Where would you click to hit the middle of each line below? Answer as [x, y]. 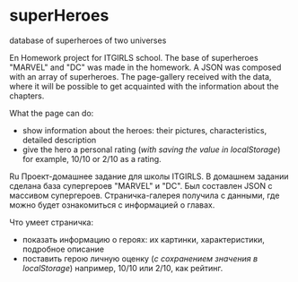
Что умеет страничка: [52, 222]
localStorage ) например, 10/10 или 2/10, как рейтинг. [123, 268]
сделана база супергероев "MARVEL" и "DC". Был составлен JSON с [141, 185]
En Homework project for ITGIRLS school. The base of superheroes [134, 57]
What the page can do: [52, 113]
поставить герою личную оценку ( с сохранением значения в [140, 258]
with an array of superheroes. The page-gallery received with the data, [140, 76]
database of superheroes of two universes [88, 40]
